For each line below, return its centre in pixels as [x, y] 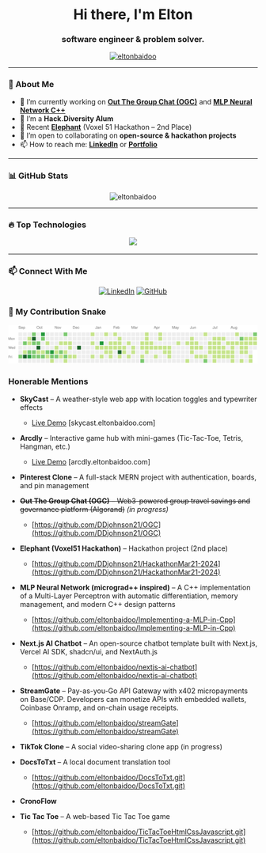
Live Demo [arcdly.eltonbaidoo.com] [91, 461]
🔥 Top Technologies [47, 225]
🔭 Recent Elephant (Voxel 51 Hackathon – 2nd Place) [106, 127]
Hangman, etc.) [45, 446]
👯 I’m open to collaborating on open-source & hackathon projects [128, 135]
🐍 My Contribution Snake [57, 312]
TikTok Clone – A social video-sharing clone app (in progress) [121, 746]
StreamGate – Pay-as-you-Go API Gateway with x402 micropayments [134, 691]
